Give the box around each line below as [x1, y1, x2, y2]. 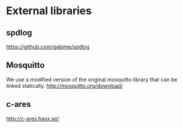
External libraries [6, 4, 92, 18]
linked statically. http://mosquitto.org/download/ [6, 82, 123, 89]
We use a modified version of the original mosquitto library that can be [6, 76, 178, 83]
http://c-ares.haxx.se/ [6, 115, 60, 122]
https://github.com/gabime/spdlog [6, 43, 90, 50]
